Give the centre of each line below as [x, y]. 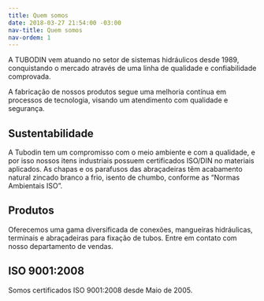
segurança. [26, 109]
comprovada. [30, 76]
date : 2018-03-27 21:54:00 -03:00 [65, 23]
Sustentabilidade [51, 134]
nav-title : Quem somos [45, 30]
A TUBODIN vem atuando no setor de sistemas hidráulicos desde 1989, [124, 60]
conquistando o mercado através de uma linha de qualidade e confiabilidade [132, 69]
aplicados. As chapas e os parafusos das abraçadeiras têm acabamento [125, 169]
